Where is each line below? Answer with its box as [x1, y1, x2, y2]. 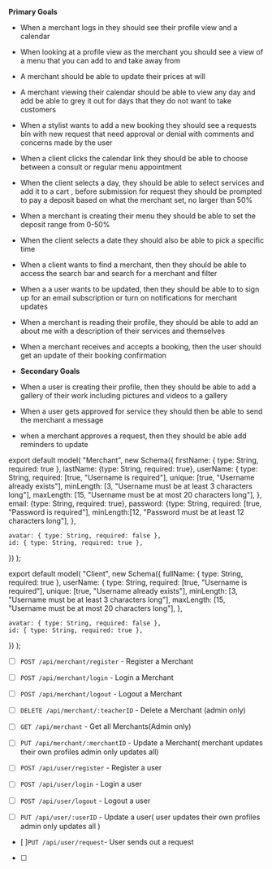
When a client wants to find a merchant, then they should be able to [19, 260, 247, 270]
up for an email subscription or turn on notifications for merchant [19, 293, 238, 302]
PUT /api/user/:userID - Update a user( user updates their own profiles [19, 812, 261, 822]
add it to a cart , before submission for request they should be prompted [19, 187, 262, 196]
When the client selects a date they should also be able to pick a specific [19, 235, 265, 245]
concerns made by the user [19, 138, 113, 147]
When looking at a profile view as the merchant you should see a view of [19, 47, 264, 56]
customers [19, 105, 57, 114]
